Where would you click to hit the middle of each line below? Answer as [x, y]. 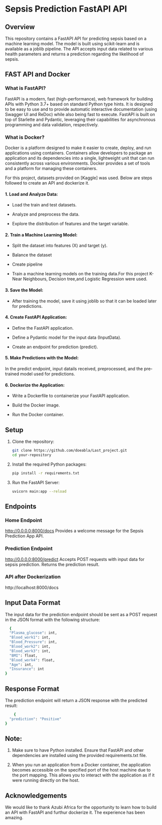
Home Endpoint [24, 520]
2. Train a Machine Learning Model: [41, 235]
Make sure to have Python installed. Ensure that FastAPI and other [78, 750]
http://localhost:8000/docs [32, 587]
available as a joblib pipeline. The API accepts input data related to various [79, 49]
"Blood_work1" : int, [30, 638]
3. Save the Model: [24, 290]
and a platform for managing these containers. [51, 168]
